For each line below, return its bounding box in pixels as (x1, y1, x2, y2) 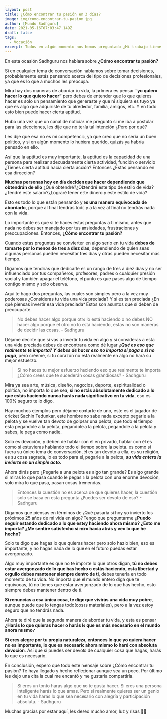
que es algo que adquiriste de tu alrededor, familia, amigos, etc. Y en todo (5, 103, 157, 109)
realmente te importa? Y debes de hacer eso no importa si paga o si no (5, 347, 155, 353)
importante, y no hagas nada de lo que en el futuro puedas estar (5, 545, 137, 551)
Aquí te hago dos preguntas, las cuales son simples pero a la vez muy (5, 290, 148, 296)
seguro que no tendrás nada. (5, 607, 65, 613)
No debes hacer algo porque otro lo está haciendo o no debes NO (17, 316, 153, 322)
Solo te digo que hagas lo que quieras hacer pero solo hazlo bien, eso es (5, 540, 155, 546)
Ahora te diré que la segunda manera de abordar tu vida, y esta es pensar (5, 617, 157, 623)
